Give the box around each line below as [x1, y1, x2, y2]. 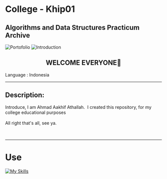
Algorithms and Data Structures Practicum [5, 23, 140, 32]
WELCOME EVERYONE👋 [45, 59, 122, 67]
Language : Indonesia [5, 72, 50, 78]
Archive [5, 31, 30, 39]
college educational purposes [5, 109, 66, 115]
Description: [5, 91, 45, 99]
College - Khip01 [5, 3, 76, 15]
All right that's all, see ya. [5, 120, 57, 126]
